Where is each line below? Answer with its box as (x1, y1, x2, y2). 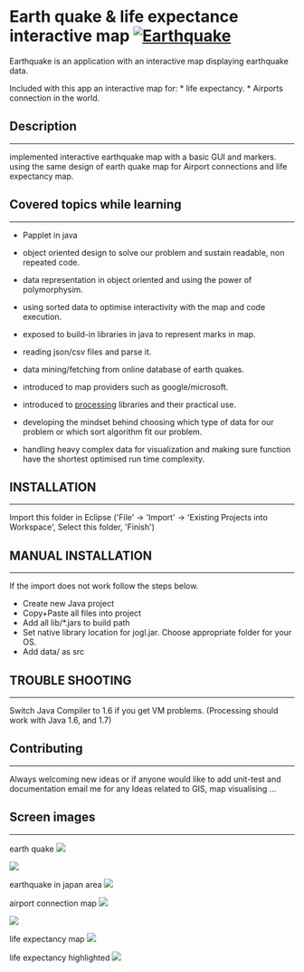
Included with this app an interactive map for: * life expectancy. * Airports (9, 83, 283, 93)
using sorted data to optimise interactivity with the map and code (22, 301, 266, 312)
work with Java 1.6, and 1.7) (9, 714, 112, 725)
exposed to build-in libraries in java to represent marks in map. (22, 328, 256, 339)
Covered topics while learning (9, 197, 183, 212)
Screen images (9, 810, 96, 825)
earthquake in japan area (9, 879, 102, 889)
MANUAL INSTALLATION (9, 548, 152, 563)
